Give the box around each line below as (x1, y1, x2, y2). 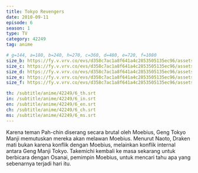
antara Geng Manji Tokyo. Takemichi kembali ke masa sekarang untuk (6, 147, 176, 154)
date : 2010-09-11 (6, 14, 49, 20)
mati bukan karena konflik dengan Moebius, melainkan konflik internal (6, 141, 176, 148)
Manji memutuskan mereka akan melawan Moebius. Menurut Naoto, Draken (6, 135, 190, 142)
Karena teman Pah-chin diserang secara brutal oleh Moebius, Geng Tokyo (6, 128, 186, 136)
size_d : (6, 68, 25, 74)
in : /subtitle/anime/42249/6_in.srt (6, 96, 96, 102)
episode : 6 (6, 19, 33, 25)
